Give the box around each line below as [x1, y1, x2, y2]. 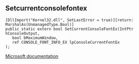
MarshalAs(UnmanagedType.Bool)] [5, 22, 74, 27]
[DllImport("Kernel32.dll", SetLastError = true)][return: [5, 17, 134, 22]
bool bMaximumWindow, [12, 35, 58, 40]
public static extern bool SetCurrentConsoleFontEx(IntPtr [5, 26, 134, 31]
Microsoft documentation [5, 53, 59, 59]
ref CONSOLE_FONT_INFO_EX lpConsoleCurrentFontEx [12, 40, 120, 45]
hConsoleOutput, [5, 30, 40, 36]
